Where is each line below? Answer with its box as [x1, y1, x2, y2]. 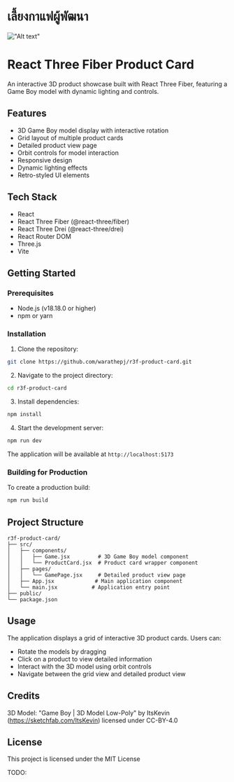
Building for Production [7, 467, 88, 477]
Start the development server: [17, 424, 104, 432]
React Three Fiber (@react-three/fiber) [17, 217, 130, 226]
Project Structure [7, 516, 84, 528]
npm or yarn [17, 312, 53, 320]
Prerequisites [7, 288, 54, 298]
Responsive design [17, 156, 73, 164]
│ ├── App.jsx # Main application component [7, 577, 183, 584]
